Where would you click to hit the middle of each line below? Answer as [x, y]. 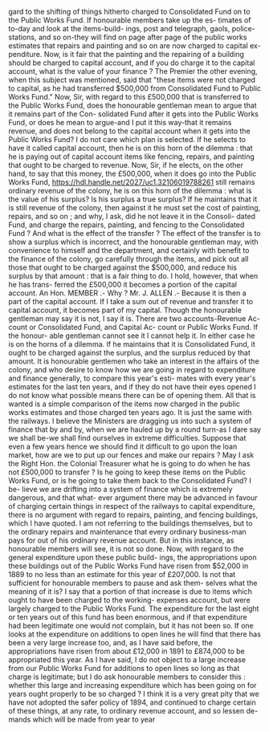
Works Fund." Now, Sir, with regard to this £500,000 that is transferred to [129, 97]
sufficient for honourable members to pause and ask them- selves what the [133, 583]
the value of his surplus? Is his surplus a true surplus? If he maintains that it [133, 199]
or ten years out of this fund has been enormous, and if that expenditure [128, 617]
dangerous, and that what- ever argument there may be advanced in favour [133, 498]
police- [243, 28]
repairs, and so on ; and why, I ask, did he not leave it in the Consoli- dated [132, 216]
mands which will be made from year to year [82, 719]
